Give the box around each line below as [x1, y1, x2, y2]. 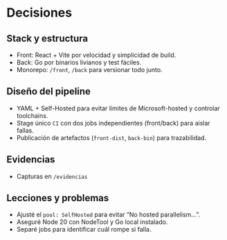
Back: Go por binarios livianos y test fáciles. [16, 58, 142, 67]
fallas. [16, 126, 34, 135]
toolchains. [16, 111, 48, 119]
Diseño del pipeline [6, 85, 91, 98]
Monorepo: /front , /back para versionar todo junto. [16, 66, 163, 74]
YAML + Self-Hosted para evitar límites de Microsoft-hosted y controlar [16, 104, 221, 112]
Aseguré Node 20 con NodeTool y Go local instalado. [16, 218, 168, 226]
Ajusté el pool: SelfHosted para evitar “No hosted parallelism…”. [16, 210, 200, 219]
